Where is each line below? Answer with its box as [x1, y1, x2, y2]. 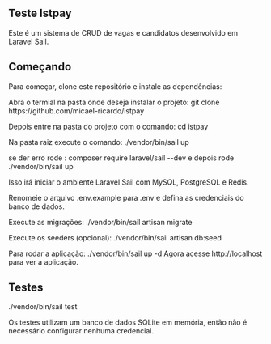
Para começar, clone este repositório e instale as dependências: [8, 81, 222, 91]
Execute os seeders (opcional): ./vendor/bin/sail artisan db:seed [8, 232, 222, 242]
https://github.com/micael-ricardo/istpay [8, 105, 145, 116]
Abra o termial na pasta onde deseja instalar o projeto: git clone [8, 97, 220, 107]
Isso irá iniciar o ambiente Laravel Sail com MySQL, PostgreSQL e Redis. [8, 177, 249, 187]
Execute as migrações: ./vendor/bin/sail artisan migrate [8, 217, 193, 227]
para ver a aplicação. [8, 257, 79, 266]
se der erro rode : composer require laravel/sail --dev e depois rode [8, 153, 235, 163]
